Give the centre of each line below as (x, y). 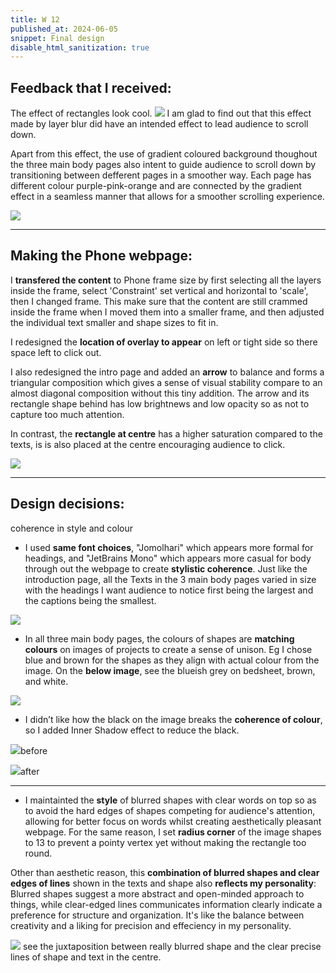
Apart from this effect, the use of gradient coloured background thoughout (164, 154)
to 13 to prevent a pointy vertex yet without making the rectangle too (165, 842)
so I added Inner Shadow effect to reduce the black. (132, 730)
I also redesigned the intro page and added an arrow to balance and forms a (167, 372)
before (34, 750)
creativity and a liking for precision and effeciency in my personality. (151, 925)
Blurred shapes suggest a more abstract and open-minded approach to (157, 893)
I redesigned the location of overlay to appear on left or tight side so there (164, 342)
